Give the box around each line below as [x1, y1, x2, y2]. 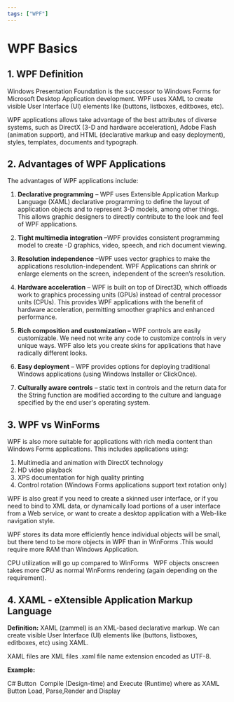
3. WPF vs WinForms [7, 419, 100, 431]
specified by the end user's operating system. [17, 398, 151, 407]
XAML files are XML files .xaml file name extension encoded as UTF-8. [7, 652, 212, 661]
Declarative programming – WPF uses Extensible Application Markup [17, 190, 219, 198]
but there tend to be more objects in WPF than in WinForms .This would [7, 538, 214, 546]
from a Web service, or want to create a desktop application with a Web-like [7, 509, 227, 518]
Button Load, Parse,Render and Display [7, 687, 121, 695]
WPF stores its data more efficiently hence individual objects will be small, [7, 530, 221, 539]
